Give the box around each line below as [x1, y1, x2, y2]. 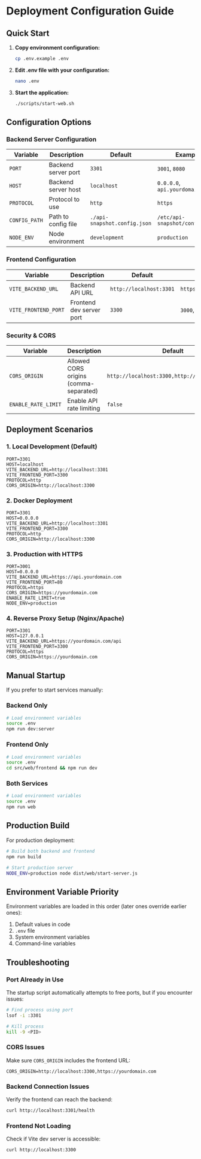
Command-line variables [14, 940, 76, 947]
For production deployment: [6, 836, 75, 844]
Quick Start [6, 28, 50, 38]
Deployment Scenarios [6, 424, 94, 435]
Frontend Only [6, 740, 49, 748]
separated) [67, 387, 99, 395]
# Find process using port [6, 1007, 74, 1013]
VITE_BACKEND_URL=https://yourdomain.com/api [6, 638, 121, 645]
